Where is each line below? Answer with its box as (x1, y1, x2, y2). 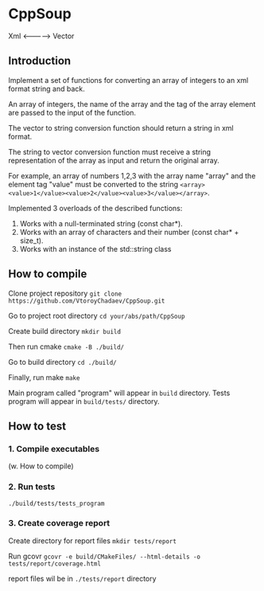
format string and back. (8, 84, 85, 93)
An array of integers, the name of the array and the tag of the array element (8, 99, 256, 108)
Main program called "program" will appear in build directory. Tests (8, 388, 231, 397)
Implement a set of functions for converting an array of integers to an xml (8, 75, 249, 84)
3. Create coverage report (8, 518, 111, 529)
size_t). (19, 236, 44, 245)
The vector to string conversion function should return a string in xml (8, 123, 234, 132)
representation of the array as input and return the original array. (8, 155, 220, 165)
